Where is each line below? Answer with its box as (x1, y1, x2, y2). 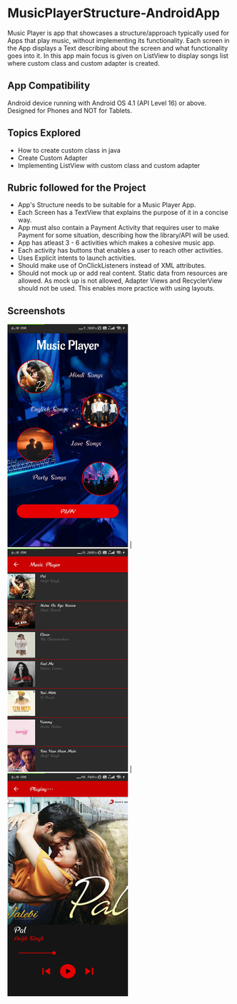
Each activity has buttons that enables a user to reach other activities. (17, 246, 223, 255)
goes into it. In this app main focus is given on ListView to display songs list (7, 51, 228, 60)
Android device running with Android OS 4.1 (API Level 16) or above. (7, 99, 207, 107)
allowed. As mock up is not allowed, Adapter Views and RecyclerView (17, 276, 223, 285)
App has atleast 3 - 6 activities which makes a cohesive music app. (17, 239, 216, 247)
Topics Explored (7, 127, 81, 139)
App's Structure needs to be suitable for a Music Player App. (17, 201, 196, 209)
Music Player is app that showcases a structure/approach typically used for (7, 29, 230, 37)
